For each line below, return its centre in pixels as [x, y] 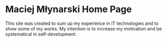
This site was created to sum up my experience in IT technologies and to [82, 23]
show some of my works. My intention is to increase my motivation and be [84, 28]
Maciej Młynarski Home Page [69, 9]
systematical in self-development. [41, 34]
